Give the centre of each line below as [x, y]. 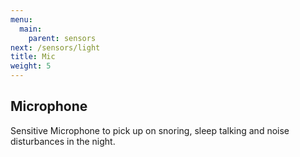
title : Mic [33, 57]
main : [31, 29]
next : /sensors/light [55, 47]
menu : [21, 19]
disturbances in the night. [63, 141]
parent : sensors [62, 38]
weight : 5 [31, 66]
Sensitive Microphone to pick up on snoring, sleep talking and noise [150, 130]
